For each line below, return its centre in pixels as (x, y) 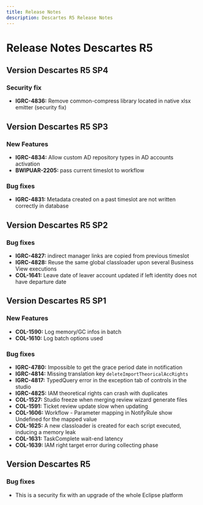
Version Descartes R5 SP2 (57, 225)
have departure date (41, 282)
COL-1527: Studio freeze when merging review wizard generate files (101, 400)
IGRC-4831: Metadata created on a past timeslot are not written (95, 200)
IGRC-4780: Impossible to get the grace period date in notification (99, 368)
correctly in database (42, 206)
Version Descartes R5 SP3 (57, 127)
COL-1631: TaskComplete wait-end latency (69, 439)
